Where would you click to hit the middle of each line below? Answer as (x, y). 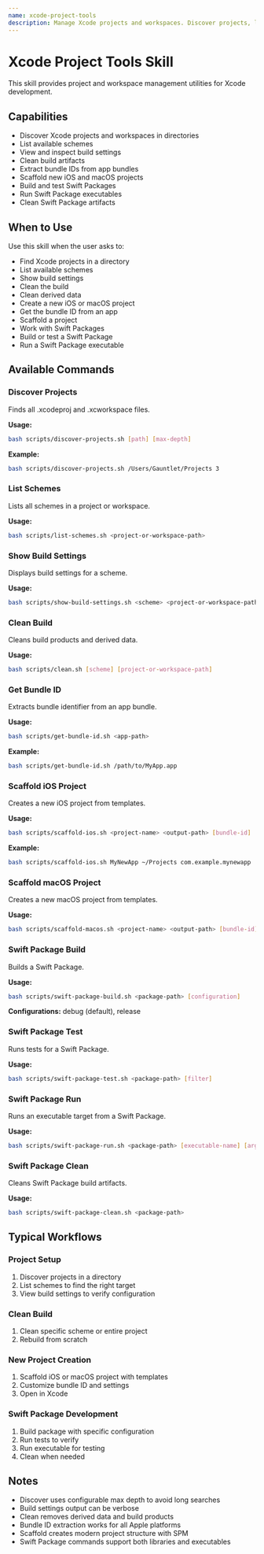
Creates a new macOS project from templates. (83, 900)
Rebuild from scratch (53, 1339)
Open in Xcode (44, 1393)
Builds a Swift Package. (46, 967)
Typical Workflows (55, 1237)
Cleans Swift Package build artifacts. (68, 1183)
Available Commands (61, 370)
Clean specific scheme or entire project (83, 1330)
